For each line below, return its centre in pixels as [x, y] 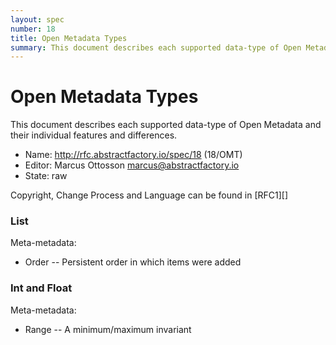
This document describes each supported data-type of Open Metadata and [166, 125]
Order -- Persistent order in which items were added [133, 262]
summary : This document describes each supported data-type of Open [156, 47]
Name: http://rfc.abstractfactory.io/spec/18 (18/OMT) [133, 155]
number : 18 [33, 29]
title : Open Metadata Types [69, 38]
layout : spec [37, 19]
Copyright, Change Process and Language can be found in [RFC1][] [149, 195]
